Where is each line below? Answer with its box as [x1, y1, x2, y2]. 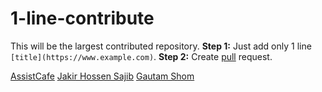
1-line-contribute [10, 7, 155, 30]
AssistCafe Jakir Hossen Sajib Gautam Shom [10, 70, 195, 82]
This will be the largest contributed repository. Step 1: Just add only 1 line [10, 40, 312, 52]
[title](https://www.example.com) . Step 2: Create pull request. [10, 50, 273, 62]
